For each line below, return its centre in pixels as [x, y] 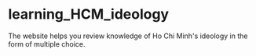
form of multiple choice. [47, 44]
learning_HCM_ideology [89, 14]
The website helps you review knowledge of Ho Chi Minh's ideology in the [128, 36]
